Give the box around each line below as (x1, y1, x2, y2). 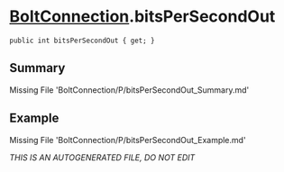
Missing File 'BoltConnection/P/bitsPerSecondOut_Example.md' (9, 134, 246, 145)
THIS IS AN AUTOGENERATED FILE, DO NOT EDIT (9, 151, 196, 163)
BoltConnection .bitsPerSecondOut (9, 6, 276, 27)
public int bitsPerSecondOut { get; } (9, 36, 155, 45)
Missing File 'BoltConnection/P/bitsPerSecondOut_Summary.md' (9, 84, 250, 95)
